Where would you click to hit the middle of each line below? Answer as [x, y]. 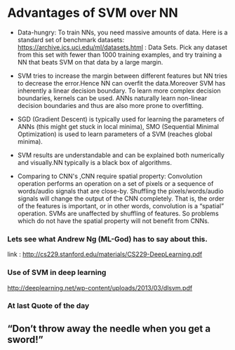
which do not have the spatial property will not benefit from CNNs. [113, 221]
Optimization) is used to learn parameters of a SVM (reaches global [115, 134]
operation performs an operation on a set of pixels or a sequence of [115, 183]
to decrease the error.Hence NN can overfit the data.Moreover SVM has [121, 83]
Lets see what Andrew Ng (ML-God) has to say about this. [108, 238]
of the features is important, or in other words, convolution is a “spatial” [121, 206]
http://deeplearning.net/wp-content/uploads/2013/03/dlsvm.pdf [100, 288]
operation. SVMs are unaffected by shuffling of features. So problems [118, 213]
